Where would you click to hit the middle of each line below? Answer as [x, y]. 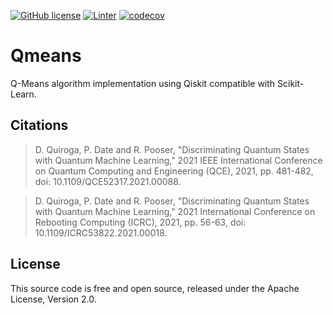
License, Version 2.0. [53, 299]
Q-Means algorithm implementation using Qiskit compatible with [143, 83]
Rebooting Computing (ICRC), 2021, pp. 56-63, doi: [140, 222]
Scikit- [291, 83]
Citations [39, 125]
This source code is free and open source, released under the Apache [155, 288]
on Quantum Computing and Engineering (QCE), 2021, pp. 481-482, [174, 171]
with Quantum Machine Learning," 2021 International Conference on [175, 211]
